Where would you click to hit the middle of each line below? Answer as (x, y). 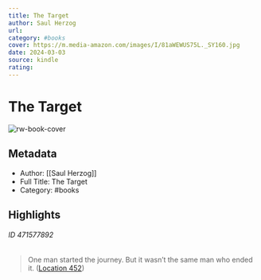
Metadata (33, 154)
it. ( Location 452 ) (56, 268)
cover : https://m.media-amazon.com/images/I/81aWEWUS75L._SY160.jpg (124, 45)
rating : (21, 68)
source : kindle (33, 60)
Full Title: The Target (53, 181)
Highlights (35, 214)
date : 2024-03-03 (37, 52)
